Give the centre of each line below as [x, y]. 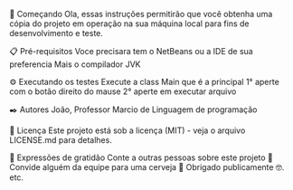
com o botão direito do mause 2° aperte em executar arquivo [123, 91]
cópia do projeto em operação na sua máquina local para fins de [129, 24]
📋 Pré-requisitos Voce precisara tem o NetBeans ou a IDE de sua [131, 51]
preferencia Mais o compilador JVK [76, 64]
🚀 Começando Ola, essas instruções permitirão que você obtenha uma [141, 14]
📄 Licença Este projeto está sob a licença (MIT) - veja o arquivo [128, 130]
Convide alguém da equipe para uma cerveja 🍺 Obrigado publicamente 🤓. [147, 167]
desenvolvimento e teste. [57, 33]
